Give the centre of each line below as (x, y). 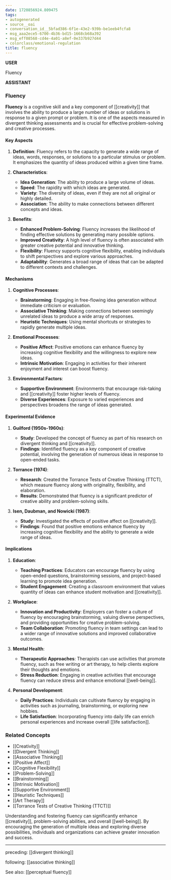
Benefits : (22, 219)
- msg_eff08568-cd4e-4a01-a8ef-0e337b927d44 (53, 39)
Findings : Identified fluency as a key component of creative (83, 449)
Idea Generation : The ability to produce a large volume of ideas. (88, 182)
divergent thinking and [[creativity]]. (58, 443)
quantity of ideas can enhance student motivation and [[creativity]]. (91, 592)
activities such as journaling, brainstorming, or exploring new (84, 705)
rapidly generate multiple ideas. (53, 327)
